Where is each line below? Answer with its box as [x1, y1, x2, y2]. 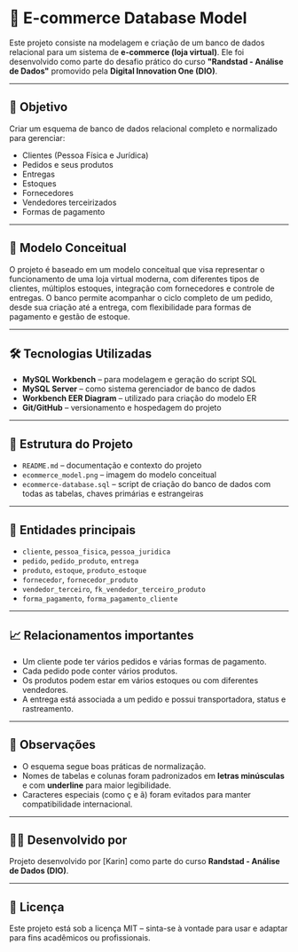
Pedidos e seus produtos [21, 159, 114, 169]
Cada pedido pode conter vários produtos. [21, 665, 178, 676]
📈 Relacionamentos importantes [9, 628, 194, 643]
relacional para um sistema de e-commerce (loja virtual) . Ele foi [9, 46, 245, 57]
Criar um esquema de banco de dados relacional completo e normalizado [9, 123, 278, 134]
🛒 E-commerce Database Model [9, 8, 247, 28]
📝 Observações [9, 737, 96, 752]
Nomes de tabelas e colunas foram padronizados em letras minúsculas [21, 770, 286, 781]
